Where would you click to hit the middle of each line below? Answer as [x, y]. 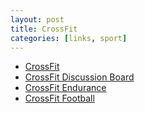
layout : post [37, 19]
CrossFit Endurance [65, 88]
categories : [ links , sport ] [69, 38]
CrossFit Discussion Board [79, 77]
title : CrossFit [44, 29]
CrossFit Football [59, 98]
